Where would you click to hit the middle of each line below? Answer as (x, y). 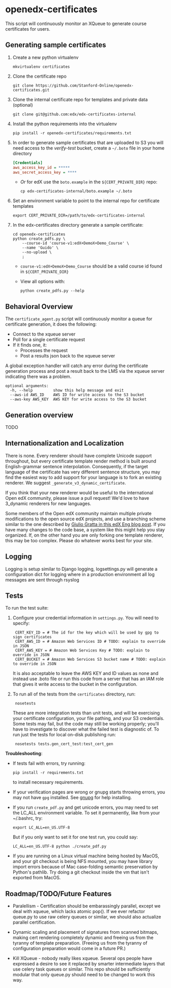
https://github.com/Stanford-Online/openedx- (84, 85)
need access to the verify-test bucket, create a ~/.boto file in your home (89, 148)
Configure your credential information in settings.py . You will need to (86, 618)
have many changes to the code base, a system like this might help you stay (85, 529)
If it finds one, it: (30, 345)
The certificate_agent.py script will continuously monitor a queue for (79, 319)
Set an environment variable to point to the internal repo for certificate (86, 201)
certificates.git (31, 90)
